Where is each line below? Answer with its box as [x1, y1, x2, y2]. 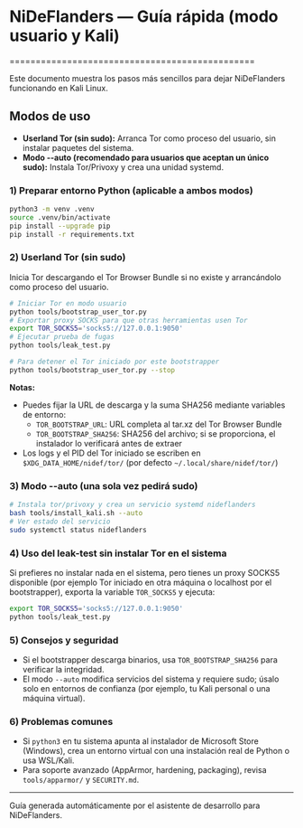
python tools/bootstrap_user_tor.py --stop [9, 365, 176, 374]
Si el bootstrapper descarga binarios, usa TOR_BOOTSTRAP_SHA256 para [22, 654, 278, 665]
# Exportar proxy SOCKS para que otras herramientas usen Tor [9, 315, 248, 325]
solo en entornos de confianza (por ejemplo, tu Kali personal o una [22, 682, 271, 693]
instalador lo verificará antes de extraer [35, 438, 183, 448]
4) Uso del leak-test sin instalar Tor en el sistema [9, 547, 227, 560]
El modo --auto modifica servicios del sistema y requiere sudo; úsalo [22, 673, 280, 684]
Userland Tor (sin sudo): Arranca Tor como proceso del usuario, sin [22, 133, 277, 144]
